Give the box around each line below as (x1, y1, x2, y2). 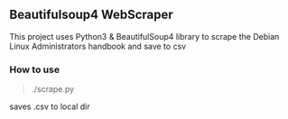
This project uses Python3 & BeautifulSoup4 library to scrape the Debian (9, 31, 280, 41)
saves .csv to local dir (9, 101, 90, 112)
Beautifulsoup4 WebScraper (9, 7, 173, 23)
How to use (9, 63, 60, 76)
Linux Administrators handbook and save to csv (9, 41, 187, 51)
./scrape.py (31, 84, 75, 95)
